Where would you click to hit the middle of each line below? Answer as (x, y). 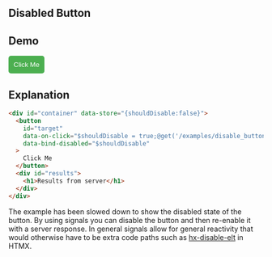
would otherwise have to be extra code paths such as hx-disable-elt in (126, 237)
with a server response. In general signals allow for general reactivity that (131, 229)
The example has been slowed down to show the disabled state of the (125, 211)
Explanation (39, 95)
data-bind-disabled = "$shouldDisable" (87, 143)
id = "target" (43, 128)
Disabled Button (50, 13)
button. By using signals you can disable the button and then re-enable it (130, 220)
